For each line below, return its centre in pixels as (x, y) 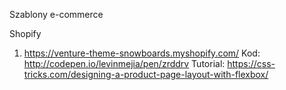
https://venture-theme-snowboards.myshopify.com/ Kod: (142, 53)
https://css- (251, 63)
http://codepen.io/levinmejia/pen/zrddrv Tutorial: (124, 63)
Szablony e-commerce (56, 14)
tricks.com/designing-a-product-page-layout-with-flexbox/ (146, 74)
